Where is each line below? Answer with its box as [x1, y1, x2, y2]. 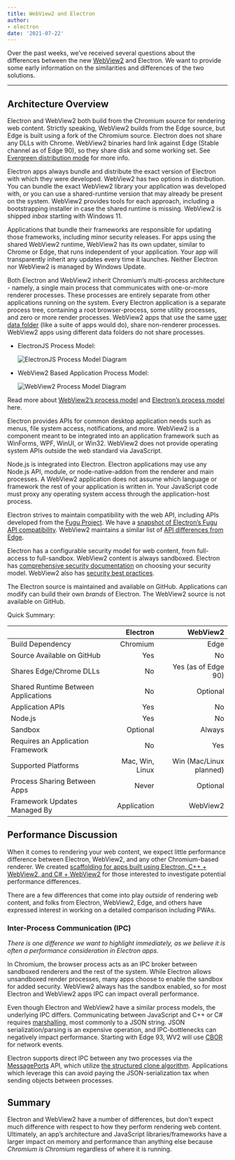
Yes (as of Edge [172, 662, 225, 672]
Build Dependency [10, 639, 71, 649]
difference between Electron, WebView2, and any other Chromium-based [7, 854, 219, 864]
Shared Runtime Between [10, 682, 94, 692]
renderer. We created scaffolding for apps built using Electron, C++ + [7, 862, 207, 871]
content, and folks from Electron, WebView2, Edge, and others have [7, 898, 203, 906]
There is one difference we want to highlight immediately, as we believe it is [7, 939, 226, 947]
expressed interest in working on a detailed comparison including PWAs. [7, 905, 216, 914]
